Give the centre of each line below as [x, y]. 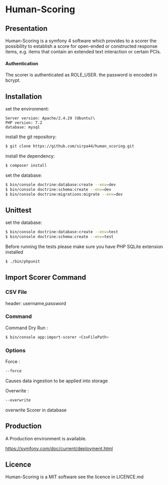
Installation [24, 96]
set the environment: [27, 109]
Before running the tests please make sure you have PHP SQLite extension [84, 246]
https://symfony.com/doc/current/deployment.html [59, 449]
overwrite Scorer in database [36, 410]
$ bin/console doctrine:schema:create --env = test [60, 237]
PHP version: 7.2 [24, 123]
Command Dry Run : [27, 328]
